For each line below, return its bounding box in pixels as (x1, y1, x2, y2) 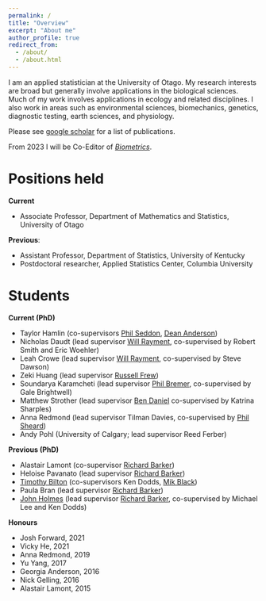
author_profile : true (8, 33, 80, 42)
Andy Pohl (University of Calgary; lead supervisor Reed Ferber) (19, 429, 227, 438)
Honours (8, 517, 38, 527)
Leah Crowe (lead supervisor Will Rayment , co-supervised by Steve (19, 354, 241, 363)
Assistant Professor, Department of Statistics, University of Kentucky (19, 251, 245, 260)
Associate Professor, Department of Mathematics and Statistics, (19, 211, 229, 220)
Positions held (8, 170, 105, 188)
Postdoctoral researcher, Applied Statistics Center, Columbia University (19, 258, 253, 268)
